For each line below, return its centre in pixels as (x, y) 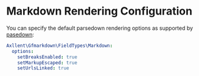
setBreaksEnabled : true (47, 57)
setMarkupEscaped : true (47, 63)
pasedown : (20, 34)
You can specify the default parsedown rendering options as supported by (100, 28)
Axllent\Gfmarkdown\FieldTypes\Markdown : (60, 46)
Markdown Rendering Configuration (100, 11)
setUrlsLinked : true (43, 68)
